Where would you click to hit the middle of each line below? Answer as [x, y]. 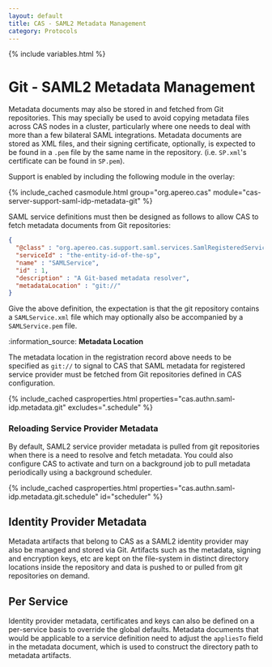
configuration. [32, 383]
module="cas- [237, 192]
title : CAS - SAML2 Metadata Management [78, 24]
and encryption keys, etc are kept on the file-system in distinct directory [129, 559]
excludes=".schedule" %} [110, 407]
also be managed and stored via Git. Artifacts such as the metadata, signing [135, 550]
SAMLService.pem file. [43, 326]
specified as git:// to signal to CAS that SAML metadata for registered [127, 366]
